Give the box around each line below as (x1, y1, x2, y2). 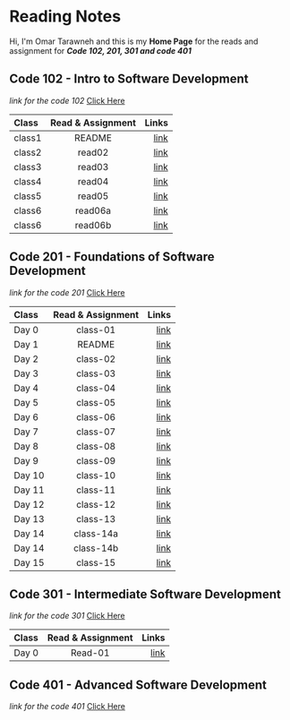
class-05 (75, 396, 116, 408)
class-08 (75, 440, 116, 452)
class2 (13, 146, 42, 159)
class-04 (75, 381, 116, 394)
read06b (74, 219, 112, 231)
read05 (77, 190, 109, 202)
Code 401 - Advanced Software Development (9, 677, 267, 692)
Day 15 (13, 556, 45, 569)
